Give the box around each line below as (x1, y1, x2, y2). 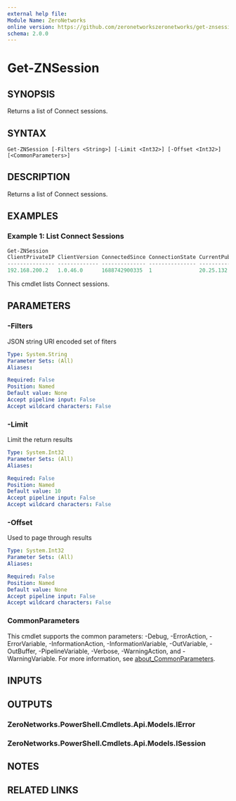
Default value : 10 (7, 488, 61, 495)
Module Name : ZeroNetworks (7, 17, 86, 24)
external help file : (7, 10, 68, 18)
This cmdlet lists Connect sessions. (7, 279, 110, 289)
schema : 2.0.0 (7, 30, 49, 37)
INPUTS (7, 675, 42, 687)
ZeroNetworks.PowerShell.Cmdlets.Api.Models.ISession (7, 738, 206, 748)
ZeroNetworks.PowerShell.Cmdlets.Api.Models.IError (7, 719, 195, 729)
